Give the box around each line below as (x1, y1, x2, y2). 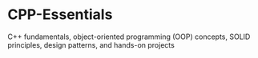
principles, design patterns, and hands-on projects (7, 40, 175, 49)
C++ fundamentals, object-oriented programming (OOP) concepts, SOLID (7, 32, 251, 41)
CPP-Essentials (7, 6, 113, 24)
